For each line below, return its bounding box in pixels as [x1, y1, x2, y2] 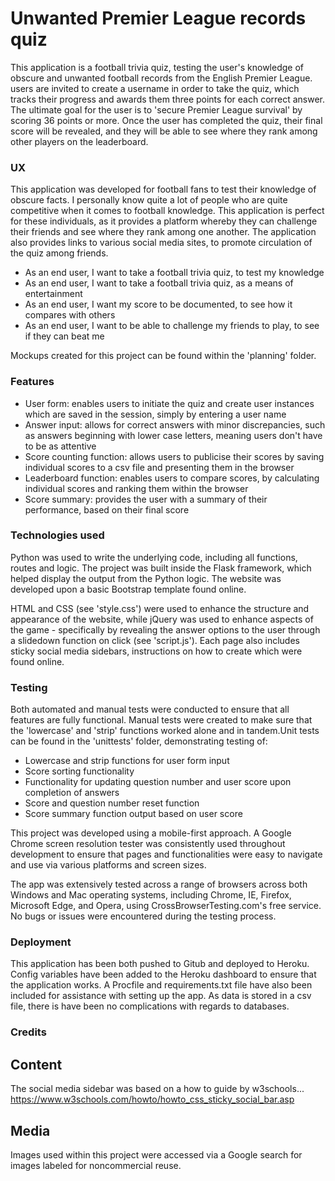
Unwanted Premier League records [10, 7, 307, 30]
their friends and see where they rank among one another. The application [10, 226, 317, 238]
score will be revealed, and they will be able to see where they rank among [10, 125, 318, 137]
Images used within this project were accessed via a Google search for [10, 1148, 303, 1161]
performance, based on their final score [24, 503, 190, 516]
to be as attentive [24, 440, 97, 452]
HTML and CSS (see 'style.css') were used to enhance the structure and [10, 602, 310, 614]
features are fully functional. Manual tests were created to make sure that [10, 714, 313, 726]
